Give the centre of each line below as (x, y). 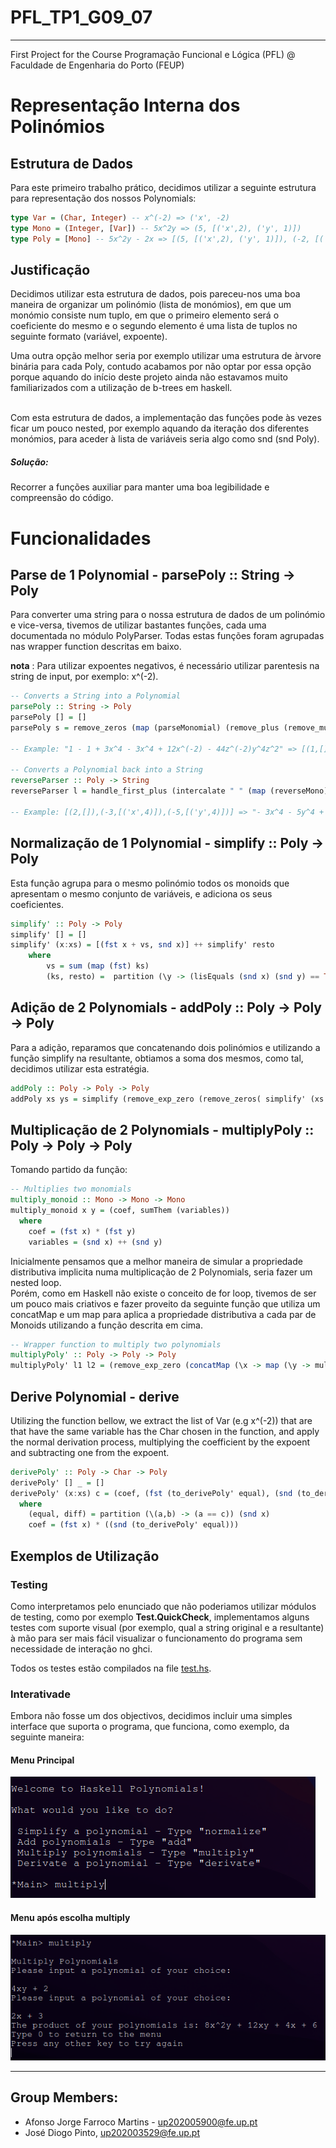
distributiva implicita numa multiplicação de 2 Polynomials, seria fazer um (161, 1272)
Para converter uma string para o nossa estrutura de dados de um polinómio (168, 615)
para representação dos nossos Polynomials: (103, 198)
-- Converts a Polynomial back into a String (106, 770)
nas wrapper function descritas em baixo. (96, 647)
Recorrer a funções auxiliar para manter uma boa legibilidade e (140, 487)
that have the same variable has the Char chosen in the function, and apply (165, 1431)
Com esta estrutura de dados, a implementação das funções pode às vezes (166, 418)
